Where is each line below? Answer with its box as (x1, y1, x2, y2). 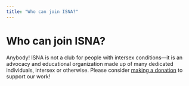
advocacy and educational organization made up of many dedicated (6, 60, 174, 67)
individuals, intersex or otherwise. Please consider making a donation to (6, 66, 183, 74)
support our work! (6, 72, 51, 80)
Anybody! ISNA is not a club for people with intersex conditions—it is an (6, 54, 183, 61)
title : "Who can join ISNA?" (6, 8, 79, 15)
